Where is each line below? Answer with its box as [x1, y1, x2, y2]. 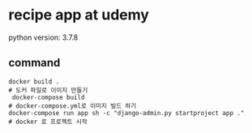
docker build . [8, 77, 60, 86]
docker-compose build [11, 93, 85, 101]
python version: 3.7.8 [8, 32, 79, 42]
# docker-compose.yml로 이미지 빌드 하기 [8, 101, 137, 110]
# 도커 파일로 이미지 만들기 [8, 86, 88, 94]
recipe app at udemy [8, 6, 150, 24]
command [8, 56, 61, 70]
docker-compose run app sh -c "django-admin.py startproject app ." [8, 109, 245, 117]
